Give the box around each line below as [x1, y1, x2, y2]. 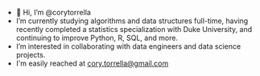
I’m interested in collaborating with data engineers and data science [15, 42, 241, 51]
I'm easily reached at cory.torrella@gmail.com [15, 58, 169, 68]
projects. [15, 50, 46, 59]
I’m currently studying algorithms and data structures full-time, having [15, 16, 249, 26]
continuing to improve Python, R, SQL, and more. [15, 33, 179, 42]
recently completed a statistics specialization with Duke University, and [15, 25, 253, 34]
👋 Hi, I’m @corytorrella [15, 8, 91, 17]
